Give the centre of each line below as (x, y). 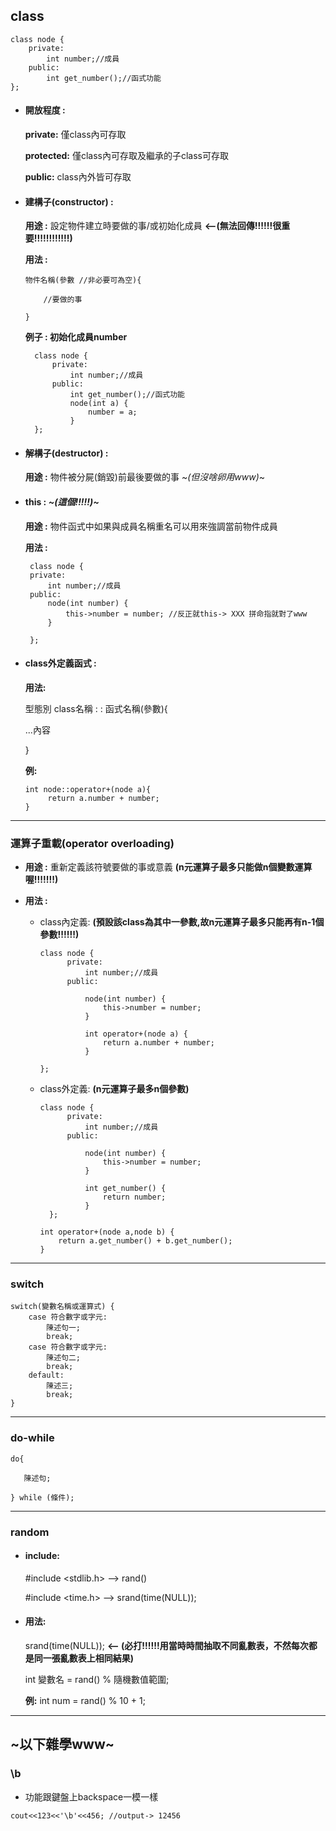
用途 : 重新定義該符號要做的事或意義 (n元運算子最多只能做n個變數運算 (168, 867)
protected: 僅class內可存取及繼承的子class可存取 (126, 156)
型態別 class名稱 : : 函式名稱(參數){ (96, 708)
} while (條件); (42, 1497)
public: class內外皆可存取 (78, 177)
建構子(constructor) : (69, 201)
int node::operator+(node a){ (88, 789)
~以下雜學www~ (62, 1744)
